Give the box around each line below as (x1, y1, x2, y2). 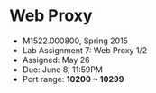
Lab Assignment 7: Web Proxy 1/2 (22, 44, 147, 55)
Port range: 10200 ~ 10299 (22, 73, 124, 84)
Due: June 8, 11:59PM (22, 64, 104, 75)
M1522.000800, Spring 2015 (22, 35, 129, 46)
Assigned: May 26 (22, 54, 90, 65)
